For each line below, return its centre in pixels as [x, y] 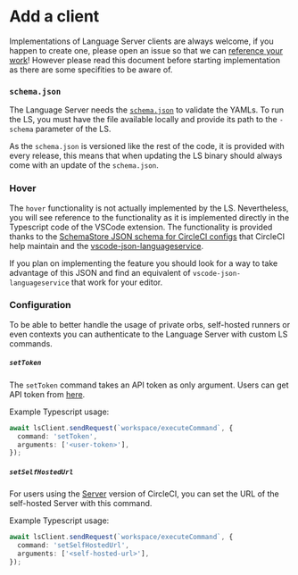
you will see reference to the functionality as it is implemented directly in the [149, 217]
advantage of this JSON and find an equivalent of [100, 272]
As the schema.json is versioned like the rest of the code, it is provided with [147, 146]
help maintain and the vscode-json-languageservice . [107, 246]
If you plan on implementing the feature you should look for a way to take [144, 263]
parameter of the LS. [73, 129]
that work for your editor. [117, 282]
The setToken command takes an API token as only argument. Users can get [149, 385]
